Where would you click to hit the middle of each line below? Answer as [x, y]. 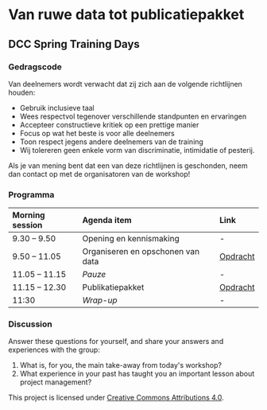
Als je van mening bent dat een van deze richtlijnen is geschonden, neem [128, 166]
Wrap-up [100, 300]
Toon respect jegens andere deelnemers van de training [112, 142]
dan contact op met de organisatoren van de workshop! [99, 174]
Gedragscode [35, 67]
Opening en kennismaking [131, 239]
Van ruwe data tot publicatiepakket [126, 15]
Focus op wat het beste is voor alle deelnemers [97, 133]
